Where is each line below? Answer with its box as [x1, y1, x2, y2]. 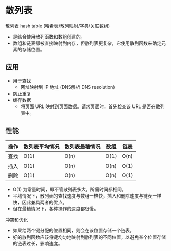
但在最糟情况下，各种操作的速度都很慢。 [12, 205, 99, 211]
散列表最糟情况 [64, 142, 101, 150]
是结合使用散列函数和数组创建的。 [12, 33, 85, 40]
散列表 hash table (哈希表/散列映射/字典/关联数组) [5, 23, 110, 29]
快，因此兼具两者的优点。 [12, 199, 67, 205]
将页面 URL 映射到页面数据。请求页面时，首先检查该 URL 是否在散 [20, 103, 161, 110]
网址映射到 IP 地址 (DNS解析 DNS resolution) [20, 84, 115, 90]
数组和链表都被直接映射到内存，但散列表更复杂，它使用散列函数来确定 [12, 40, 162, 46]
